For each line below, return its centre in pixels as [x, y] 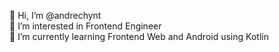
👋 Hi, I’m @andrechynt [55, 15]
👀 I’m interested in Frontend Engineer [85, 26]
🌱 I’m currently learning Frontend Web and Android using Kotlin [139, 36]
